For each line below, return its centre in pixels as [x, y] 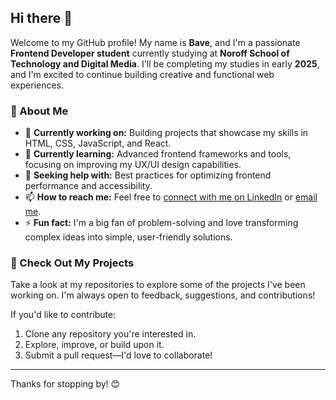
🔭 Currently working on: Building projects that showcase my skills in [166, 133]
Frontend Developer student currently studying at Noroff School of [150, 53]
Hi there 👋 [41, 18]
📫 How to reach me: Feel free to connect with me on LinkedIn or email [171, 197]
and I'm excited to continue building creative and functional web [142, 74]
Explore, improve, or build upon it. [94, 345]
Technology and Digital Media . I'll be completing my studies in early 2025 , [165, 63]
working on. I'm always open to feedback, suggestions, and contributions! [163, 295]
